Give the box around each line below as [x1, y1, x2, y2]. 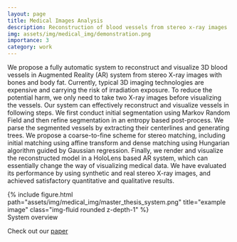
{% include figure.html [7, 190, 73, 199]
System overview [7, 213, 58, 221]
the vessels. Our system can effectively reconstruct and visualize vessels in [7, 101, 229, 109]
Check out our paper [7, 227, 68, 235]
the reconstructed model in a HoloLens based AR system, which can [7, 154, 209, 162]
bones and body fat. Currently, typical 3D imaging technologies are [7, 78, 204, 86]
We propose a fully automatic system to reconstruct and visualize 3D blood [7, 63, 228, 71]
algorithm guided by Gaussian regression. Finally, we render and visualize [7, 147, 223, 154]
